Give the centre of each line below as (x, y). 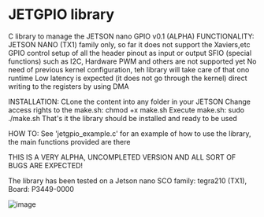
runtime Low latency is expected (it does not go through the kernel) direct (128, 78)
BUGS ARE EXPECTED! (46, 165)
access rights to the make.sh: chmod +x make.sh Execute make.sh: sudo (126, 110)
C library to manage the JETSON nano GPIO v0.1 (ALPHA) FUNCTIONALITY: (131, 36)
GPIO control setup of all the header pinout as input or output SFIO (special (130, 53)
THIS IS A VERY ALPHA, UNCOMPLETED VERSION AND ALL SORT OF (122, 157)
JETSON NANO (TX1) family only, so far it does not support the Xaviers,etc (129, 44)
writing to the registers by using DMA (69, 86)
